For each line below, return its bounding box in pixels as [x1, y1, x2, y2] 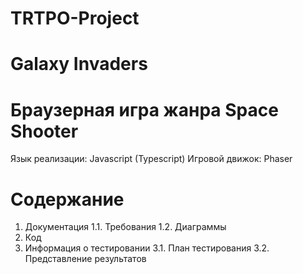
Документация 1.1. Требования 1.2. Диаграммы [24, 221, 227, 233]
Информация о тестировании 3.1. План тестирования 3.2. [24, 242, 270, 254]
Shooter [10, 120, 79, 142]
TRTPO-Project [10, 7, 140, 30]
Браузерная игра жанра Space [10, 98, 279, 121]
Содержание [10, 188, 125, 211]
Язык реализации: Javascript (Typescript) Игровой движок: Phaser [10, 153, 293, 165]
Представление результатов [24, 253, 147, 265]
